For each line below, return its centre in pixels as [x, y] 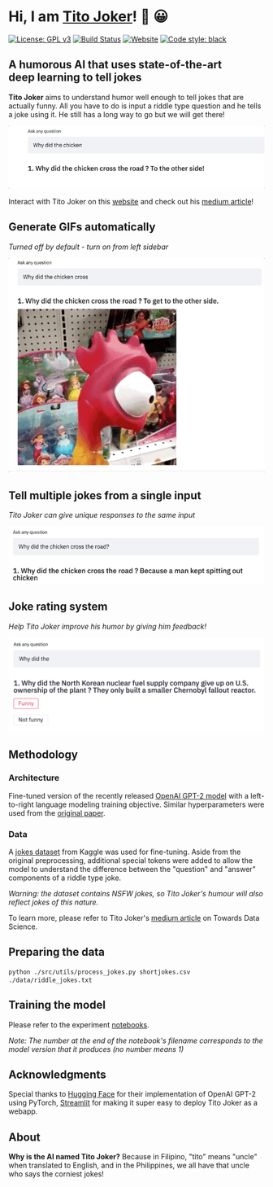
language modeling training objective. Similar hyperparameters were [150, 804]
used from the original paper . [57, 813]
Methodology [43, 755]
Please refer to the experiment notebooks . [79, 1024]
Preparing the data [57, 952]
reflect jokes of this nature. [54, 902]
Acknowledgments [58, 1074]
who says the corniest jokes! [56, 1174]
